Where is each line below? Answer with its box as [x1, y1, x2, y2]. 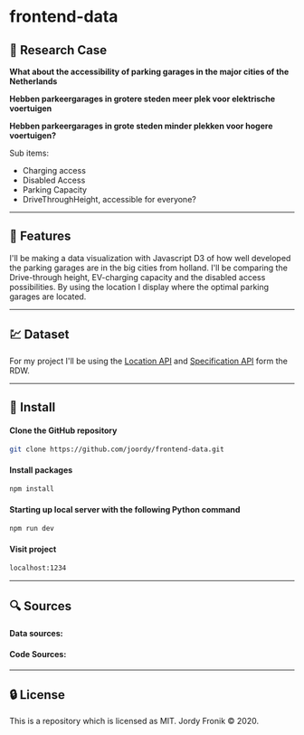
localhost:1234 [9, 563, 67, 573]
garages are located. [9, 291, 87, 302]
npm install [9, 485, 54, 494]
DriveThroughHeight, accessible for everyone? [22, 194, 196, 204]
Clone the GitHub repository [9, 425, 118, 436]
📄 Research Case [9, 42, 107, 58]
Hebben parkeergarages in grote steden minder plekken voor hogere [9, 120, 273, 131]
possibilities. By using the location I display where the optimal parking [9, 281, 270, 292]
